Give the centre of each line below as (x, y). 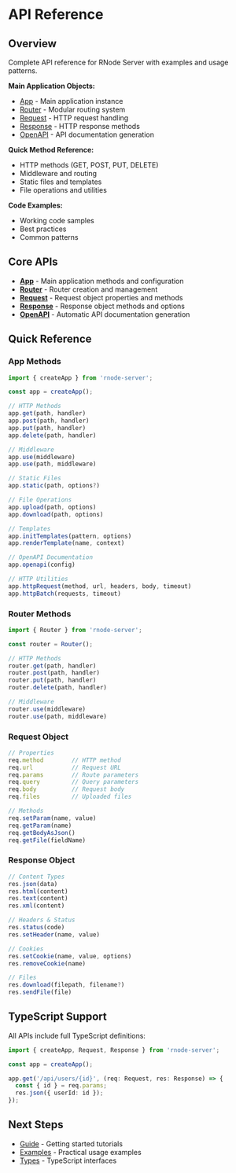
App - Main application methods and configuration (101, 281)
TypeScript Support (58, 1017)
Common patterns (49, 237)
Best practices (43, 229)
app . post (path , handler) (49, 421)
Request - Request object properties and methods (101, 297)
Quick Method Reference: (51, 150)
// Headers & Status (42, 920)
